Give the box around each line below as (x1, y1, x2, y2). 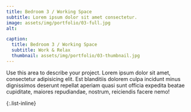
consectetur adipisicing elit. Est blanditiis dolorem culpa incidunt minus (6, 75, 181, 82)
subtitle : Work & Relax (11, 47, 70, 54)
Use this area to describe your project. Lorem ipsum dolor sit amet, (6, 69, 171, 76)
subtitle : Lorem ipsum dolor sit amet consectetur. (6, 14, 137, 20)
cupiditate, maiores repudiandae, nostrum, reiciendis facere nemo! (6, 88, 170, 95)
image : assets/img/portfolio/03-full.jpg (6, 20, 111, 26)
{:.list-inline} (6, 99, 36, 107)
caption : (6, 36, 28, 42)
